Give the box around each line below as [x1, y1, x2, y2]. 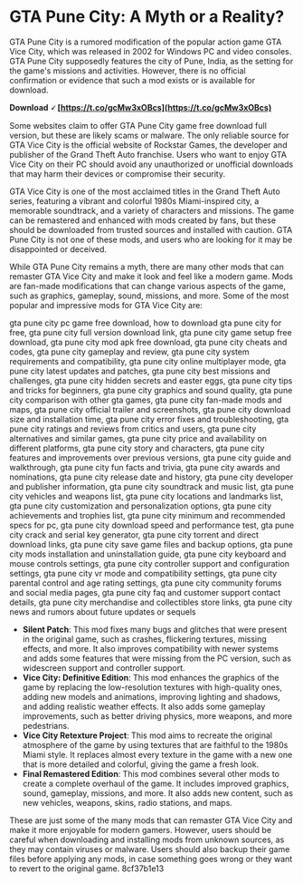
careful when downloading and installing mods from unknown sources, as [9, 834, 285, 845]
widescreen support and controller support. [22, 662, 185, 673]
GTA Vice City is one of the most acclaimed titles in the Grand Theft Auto [9, 186, 280, 197]
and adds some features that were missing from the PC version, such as [22, 653, 292, 664]
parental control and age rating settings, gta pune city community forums [9, 577, 282, 588]
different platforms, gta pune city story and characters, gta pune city [9, 442, 265, 453]
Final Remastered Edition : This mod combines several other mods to [22, 768, 280, 779]
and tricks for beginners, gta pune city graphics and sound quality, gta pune [9, 384, 293, 395]
